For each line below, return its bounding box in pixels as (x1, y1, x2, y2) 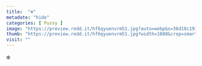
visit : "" (6, 37, 31, 43)
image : (6, 25, 23, 32)
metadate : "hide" (6, 14, 50, 20)
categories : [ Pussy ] (6, 20, 63, 26)
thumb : (6, 31, 23, 37)
